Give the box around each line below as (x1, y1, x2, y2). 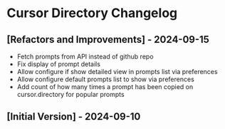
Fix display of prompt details (16, 60, 101, 68)
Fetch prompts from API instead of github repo (16, 52, 154, 61)
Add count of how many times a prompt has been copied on (16, 83, 194, 91)
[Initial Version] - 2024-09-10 (6, 110, 141, 123)
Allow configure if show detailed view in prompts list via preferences (16, 68, 218, 76)
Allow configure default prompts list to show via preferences (16, 75, 195, 83)
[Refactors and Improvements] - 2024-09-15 (6, 33, 209, 46)
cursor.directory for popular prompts (16, 91, 125, 98)
